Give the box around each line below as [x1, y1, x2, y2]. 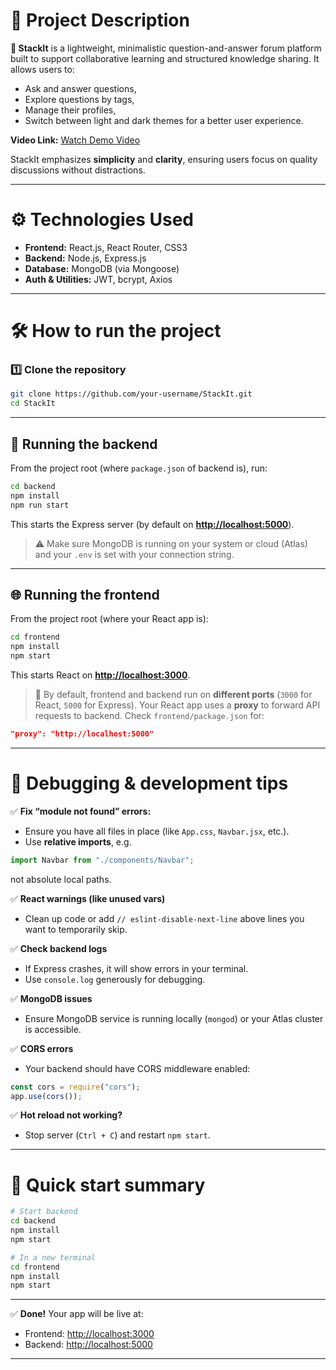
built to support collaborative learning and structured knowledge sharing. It [10, 52, 320, 64]
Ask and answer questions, [24, 82, 137, 94]
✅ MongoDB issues [10, 992, 93, 1004]
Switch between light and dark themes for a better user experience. [24, 114, 304, 126]
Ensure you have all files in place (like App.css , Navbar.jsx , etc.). [24, 825, 290, 837]
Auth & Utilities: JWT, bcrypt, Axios [24, 273, 173, 285]
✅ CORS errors [10, 1042, 74, 1054]
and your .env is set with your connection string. [34, 548, 235, 560]
